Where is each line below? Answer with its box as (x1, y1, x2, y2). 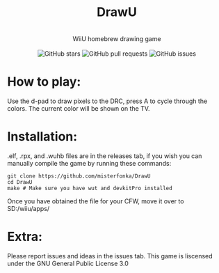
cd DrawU (7, 178, 33, 185)
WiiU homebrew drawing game (72, 34, 161, 42)
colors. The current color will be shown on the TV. (7, 104, 151, 112)
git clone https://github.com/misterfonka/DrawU (7, 172, 151, 180)
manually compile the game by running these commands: (7, 159, 172, 167)
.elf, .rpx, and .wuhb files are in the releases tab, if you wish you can (7, 151, 202, 160)
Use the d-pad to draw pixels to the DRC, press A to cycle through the (7, 97, 208, 105)
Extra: (7, 229, 43, 244)
